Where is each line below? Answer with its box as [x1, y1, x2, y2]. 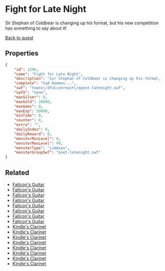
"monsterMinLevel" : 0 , [14, 136, 61, 141]
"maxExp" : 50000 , [14, 108, 50, 114]
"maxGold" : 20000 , [14, 99, 52, 104]
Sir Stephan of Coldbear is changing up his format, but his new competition [5, 20, 159, 26]
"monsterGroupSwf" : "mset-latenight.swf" [14, 150, 101, 155]
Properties [5, 49, 39, 58]
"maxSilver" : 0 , [14, 94, 48, 100]
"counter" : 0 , [14, 118, 43, 123]
